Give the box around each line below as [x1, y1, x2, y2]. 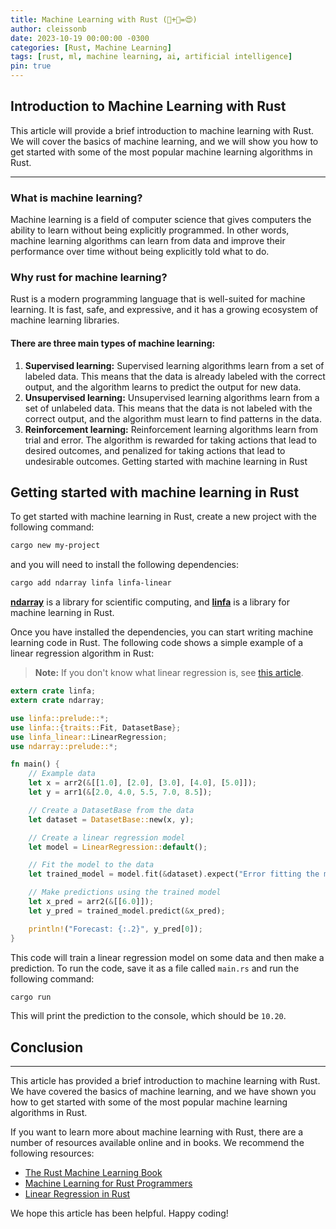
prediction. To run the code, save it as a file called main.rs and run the [10, 962, 300, 974]
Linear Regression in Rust [24, 1188, 131, 1200]
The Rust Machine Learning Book [24, 1167, 163, 1179]
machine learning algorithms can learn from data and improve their [10, 235, 286, 247]
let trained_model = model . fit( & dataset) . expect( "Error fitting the [28, 869, 320, 880]
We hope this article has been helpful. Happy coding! [10, 1207, 229, 1220]
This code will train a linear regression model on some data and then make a [10, 951, 325, 963]
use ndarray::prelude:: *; [10, 741, 118, 751]
